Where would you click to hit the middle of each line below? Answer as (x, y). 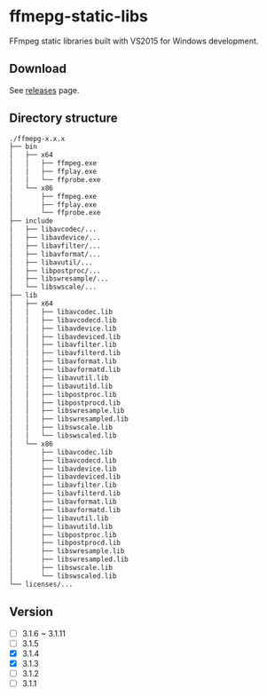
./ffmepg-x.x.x (37, 138)
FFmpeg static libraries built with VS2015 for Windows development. (134, 41)
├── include (31, 221)
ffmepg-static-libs (79, 16)
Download (38, 69)
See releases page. (44, 90)
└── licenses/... (41, 584)
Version (31, 612)
